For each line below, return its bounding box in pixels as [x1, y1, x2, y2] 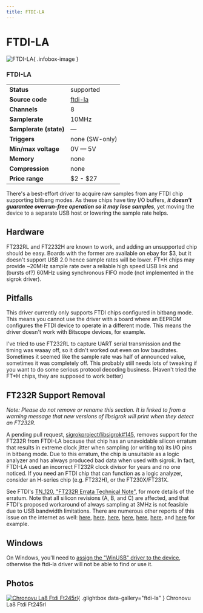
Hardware [6, 227, 44, 237]
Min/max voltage [9, 144, 59, 153]
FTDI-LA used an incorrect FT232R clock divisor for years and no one [6, 463, 181, 471]
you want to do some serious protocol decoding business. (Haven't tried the [6, 366, 196, 373]
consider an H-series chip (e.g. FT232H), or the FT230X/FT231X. [6, 476, 169, 483]
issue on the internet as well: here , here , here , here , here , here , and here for [6, 514, 196, 521]
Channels [9, 105, 38, 113]
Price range [9, 174, 44, 182]
